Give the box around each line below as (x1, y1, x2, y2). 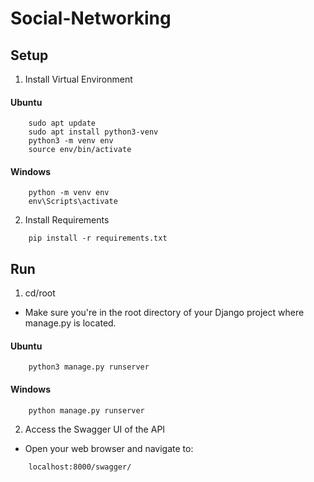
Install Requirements (24, 214, 110, 226)
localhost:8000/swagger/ (28, 462, 132, 472)
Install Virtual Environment (24, 73, 133, 85)
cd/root (24, 287, 56, 299)
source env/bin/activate (28, 145, 132, 155)
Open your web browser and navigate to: (24, 442, 194, 454)
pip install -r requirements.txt (28, 233, 168, 244)
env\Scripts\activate (28, 197, 118, 207)
